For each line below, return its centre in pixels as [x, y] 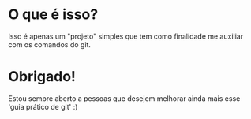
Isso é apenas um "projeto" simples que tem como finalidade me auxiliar [126, 36]
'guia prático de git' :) [43, 106]
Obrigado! [42, 77]
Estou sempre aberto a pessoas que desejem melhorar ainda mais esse [124, 98]
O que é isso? [53, 15]
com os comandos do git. [49, 44]
